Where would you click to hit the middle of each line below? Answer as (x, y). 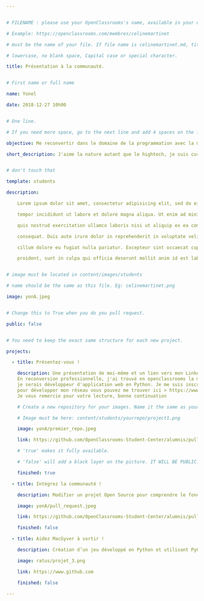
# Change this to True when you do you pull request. (76, 313)
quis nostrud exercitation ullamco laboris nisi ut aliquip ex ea (103, 225)
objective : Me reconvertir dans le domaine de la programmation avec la (100, 143)
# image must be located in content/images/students (74, 275)
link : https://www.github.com (56, 572)
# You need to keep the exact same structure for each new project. (95, 340)
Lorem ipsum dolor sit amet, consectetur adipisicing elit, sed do (104, 203)
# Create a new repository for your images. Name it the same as (102, 407)
